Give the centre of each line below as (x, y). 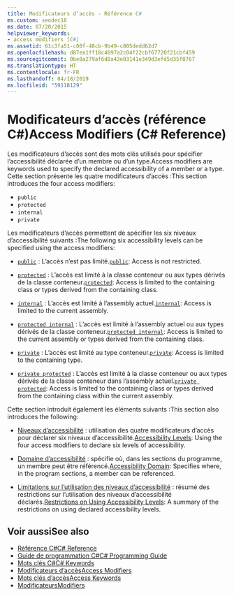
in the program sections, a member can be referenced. (96, 474)
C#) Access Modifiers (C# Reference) (117, 135)
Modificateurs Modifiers (51, 585)
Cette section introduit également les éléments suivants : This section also (113, 409)
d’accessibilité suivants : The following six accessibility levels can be (105, 240)
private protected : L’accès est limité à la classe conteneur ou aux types (122, 374)
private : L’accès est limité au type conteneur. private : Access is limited (120, 353)
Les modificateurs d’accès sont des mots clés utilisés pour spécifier (105, 154)
